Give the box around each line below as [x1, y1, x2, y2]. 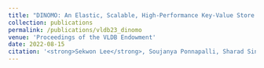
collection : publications [8, 19, 93, 27]
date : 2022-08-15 [8, 41, 65, 48]
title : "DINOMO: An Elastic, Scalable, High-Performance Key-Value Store [8, 11, 255, 20]
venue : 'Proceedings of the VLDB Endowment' [8, 33, 156, 41]
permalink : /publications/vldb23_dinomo [8, 26, 143, 34]
